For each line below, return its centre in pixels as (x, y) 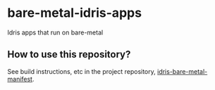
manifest (20, 79)
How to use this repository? (69, 54)
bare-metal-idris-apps (75, 13)
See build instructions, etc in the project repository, (82, 71)
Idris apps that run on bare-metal (55, 32)
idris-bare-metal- (183, 71)
